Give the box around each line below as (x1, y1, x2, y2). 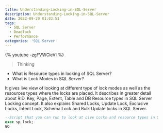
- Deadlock (9, 30, 32, 34)
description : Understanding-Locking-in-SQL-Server (5, 12, 110, 16)
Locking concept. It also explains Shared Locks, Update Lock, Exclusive (5, 100, 148, 106)
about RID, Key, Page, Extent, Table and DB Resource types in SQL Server (5, 95, 152, 101)
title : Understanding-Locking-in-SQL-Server (5, 7, 97, 12)
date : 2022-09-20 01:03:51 (5, 16, 60, 21)
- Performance (9, 34, 38, 39)
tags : (5, 20, 16, 26)
